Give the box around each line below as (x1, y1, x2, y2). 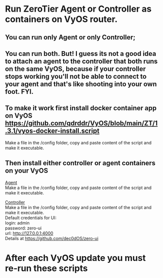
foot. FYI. (5, 87, 34, 96)
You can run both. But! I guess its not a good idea (5, 50, 157, 58)
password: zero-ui (5, 225, 42, 231)
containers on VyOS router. (5, 14, 118, 25)
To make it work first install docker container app (5, 104, 157, 112)
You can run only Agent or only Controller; (5, 33, 136, 41)
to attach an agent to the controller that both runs (5, 57, 158, 65)
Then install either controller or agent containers (5, 159, 156, 167)
